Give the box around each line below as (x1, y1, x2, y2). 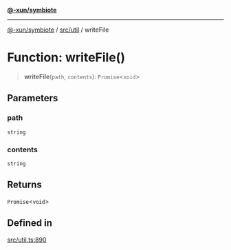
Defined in (7, 217, 53, 229)
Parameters (7, 92, 58, 104)
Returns (7, 179, 43, 191)
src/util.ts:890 (7, 236, 47, 244)
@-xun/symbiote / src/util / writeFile (7, 25, 109, 34)
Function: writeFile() (7, 50, 126, 65)
